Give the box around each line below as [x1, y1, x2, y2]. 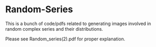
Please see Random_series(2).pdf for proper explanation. [5, 36, 125, 42]
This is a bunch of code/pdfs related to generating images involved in [5, 20, 151, 27]
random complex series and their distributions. [5, 26, 103, 32]
